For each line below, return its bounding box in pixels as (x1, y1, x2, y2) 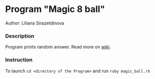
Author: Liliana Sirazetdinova (5, 20, 64, 26)
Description (5, 32, 34, 39)
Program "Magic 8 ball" (5, 3, 105, 15)
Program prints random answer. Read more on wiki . (5, 44, 111, 50)
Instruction (5, 56, 33, 63)
